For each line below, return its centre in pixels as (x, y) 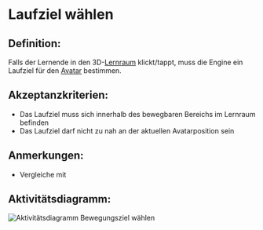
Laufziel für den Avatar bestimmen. (65, 71)
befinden (34, 122)
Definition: (35, 44)
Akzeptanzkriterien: (58, 95)
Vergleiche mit (43, 174)
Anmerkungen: (46, 156)
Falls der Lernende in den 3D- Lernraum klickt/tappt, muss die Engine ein (126, 62)
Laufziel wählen (61, 15)
